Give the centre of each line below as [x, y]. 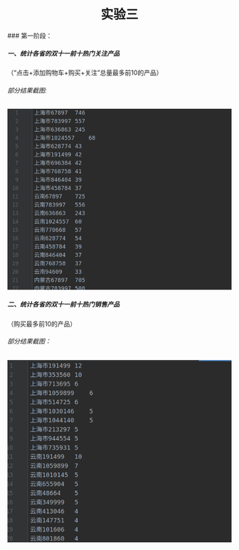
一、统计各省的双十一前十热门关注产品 [63, 53]
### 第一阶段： [30, 36]
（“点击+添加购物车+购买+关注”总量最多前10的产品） [85, 73]
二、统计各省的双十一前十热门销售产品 [63, 305]
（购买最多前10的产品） [42, 324]
